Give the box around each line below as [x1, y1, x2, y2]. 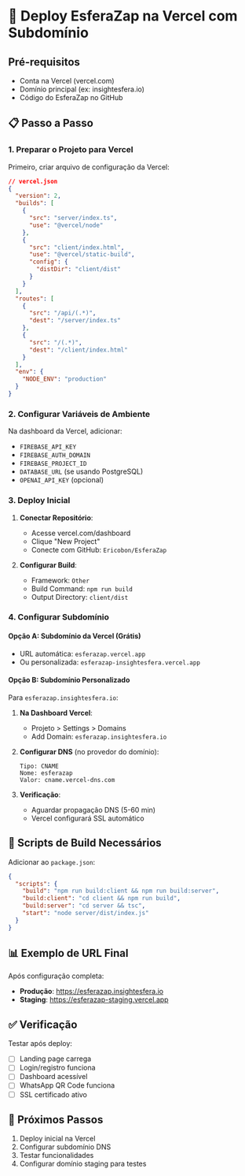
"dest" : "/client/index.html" [28, 346, 128, 354]
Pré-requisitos [8, 55, 81, 69]
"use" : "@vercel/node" [28, 221, 104, 229]
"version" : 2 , [15, 192, 61, 200]
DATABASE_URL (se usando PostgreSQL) [19, 467, 144, 476]
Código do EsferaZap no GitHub [19, 93, 123, 102]
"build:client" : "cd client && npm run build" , [22, 895, 181, 902]
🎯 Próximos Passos [8, 1113, 104, 1126]
